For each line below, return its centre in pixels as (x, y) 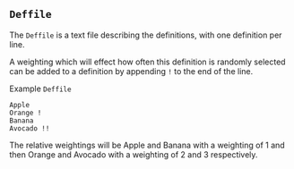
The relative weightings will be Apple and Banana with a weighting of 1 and (147, 145)
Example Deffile (40, 89)
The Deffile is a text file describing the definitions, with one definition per (146, 35)
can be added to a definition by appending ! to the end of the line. (131, 71)
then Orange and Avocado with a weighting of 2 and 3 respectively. (134, 154)
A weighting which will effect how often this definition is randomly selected (147, 62)
